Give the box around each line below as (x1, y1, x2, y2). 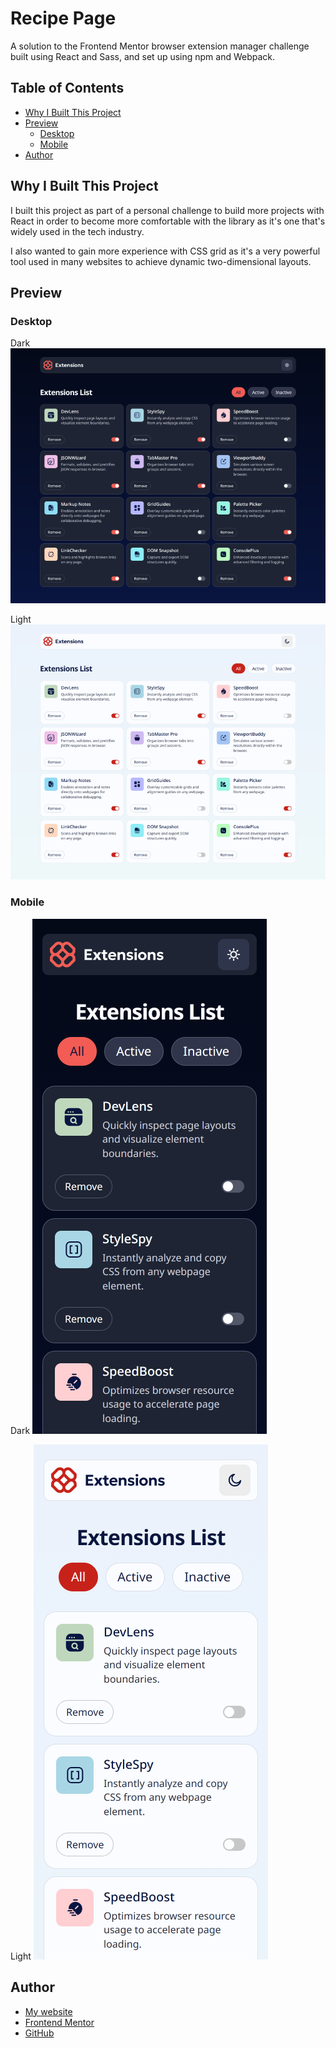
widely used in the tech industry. (10, 225, 145, 237)
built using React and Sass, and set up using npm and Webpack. (10, 50, 276, 62)
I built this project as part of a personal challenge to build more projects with (10, 204, 325, 216)
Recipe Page (10, 7, 117, 30)
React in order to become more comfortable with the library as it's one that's (10, 215, 326, 227)
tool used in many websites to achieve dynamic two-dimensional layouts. (10, 255, 312, 267)
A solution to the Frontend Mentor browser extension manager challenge (10, 40, 310, 52)
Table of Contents (10, 80, 125, 97)
